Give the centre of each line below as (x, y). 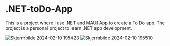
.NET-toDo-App (39, 9)
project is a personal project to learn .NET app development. (69, 28)
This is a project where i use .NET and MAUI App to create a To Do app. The (85, 23)
